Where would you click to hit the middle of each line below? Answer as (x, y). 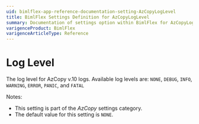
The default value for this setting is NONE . (64, 115)
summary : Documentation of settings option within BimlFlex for (87, 22)
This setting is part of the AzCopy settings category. (78, 108)
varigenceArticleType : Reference (47, 34)
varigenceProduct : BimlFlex (41, 28)
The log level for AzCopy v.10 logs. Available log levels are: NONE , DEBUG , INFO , (99, 79)
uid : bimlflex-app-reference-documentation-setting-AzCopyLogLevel (91, 12)
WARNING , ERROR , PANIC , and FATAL (45, 86)
